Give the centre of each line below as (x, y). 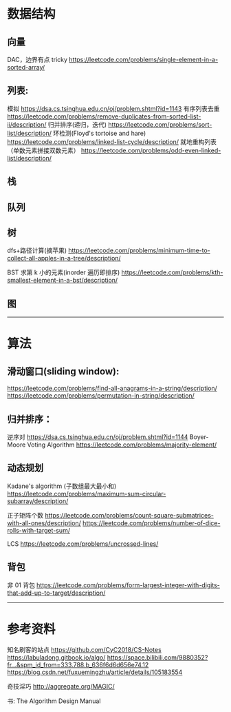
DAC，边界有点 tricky (37, 60)
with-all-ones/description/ (44, 523)
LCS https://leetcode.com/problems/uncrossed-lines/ (83, 543)
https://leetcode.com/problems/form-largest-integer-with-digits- (128, 585)
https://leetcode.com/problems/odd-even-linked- (151, 150)
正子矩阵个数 (25, 515)
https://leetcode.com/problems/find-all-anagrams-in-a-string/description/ (112, 388)
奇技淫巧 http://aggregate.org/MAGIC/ (61, 686)
